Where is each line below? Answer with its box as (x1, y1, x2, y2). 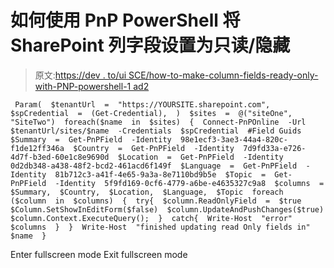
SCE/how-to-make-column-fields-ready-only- (128, 69, 319, 81)
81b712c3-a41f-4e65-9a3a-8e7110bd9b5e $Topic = (54, 169, 267, 180)
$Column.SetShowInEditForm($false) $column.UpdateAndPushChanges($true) (10, 204, 325, 215)
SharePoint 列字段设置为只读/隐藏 (10, 34, 291, 57)
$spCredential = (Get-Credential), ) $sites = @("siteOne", (10, 108, 293, 118)
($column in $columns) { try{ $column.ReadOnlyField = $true (10, 196, 302, 206)
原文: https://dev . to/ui (34, 69, 127, 81)
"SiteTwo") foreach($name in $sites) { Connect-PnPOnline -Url (10, 117, 307, 127)
